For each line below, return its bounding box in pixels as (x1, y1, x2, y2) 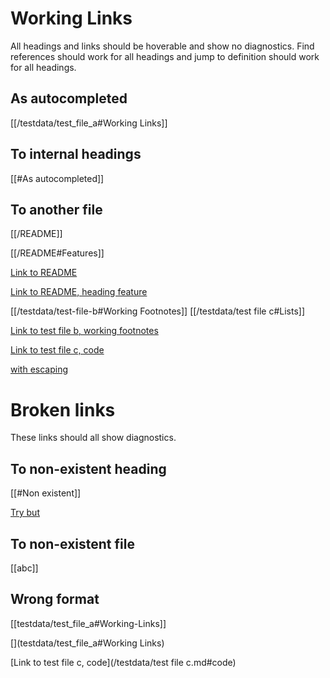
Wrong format (10, 591, 100, 608)
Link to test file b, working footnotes (10, 325, 159, 337)
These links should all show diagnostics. (10, 432, 177, 444)
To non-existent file (10, 535, 135, 552)
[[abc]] (10, 562, 39, 574)
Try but (10, 507, 40, 519)
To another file (10, 201, 103, 218)
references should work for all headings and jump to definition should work (10, 50, 320, 62)
